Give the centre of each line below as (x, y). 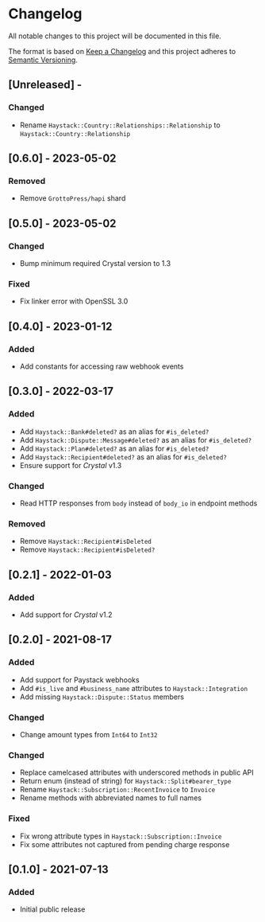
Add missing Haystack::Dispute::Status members (102, 697)
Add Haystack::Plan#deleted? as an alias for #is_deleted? (114, 448)
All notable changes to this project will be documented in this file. (115, 36)
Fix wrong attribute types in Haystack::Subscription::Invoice (121, 836)
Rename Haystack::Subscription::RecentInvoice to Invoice (117, 790)
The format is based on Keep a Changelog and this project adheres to (122, 51)
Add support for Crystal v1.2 (66, 615)
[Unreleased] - (45, 85)
